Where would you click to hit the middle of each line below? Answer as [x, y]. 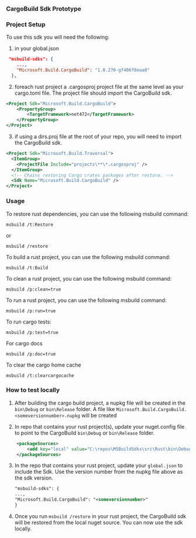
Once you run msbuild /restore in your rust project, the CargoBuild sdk [100, 516]
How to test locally [33, 390]
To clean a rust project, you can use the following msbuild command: [89, 278]
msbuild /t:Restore [30, 225]
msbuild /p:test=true [32, 332]
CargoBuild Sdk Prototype [44, 9]
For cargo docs [24, 343]
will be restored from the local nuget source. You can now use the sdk [99, 522]
